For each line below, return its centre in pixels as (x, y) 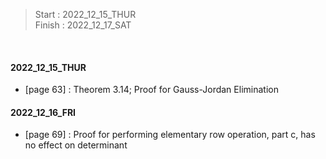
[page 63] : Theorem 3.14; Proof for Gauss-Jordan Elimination (151, 90)
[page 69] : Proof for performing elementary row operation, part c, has (170, 135)
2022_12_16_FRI (43, 112)
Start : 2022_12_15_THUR (85, 14)
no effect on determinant (76, 145)
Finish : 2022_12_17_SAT (83, 25)
